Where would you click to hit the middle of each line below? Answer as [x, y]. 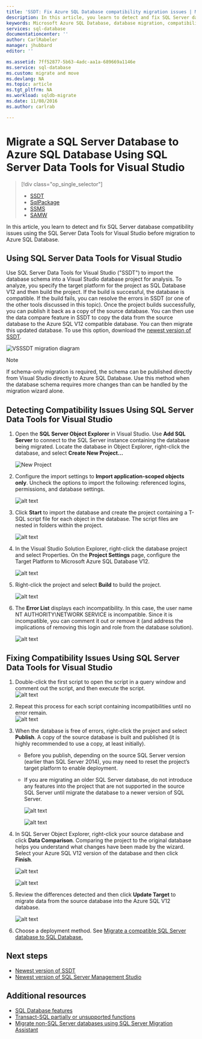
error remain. [31, 713]
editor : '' [20, 51]
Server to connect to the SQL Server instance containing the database [102, 440]
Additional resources [46, 996]
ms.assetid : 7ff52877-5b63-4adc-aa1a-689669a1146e [71, 62]
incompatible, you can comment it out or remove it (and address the [99, 621]
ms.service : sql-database [38, 67]
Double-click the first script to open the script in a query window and [100, 682]
